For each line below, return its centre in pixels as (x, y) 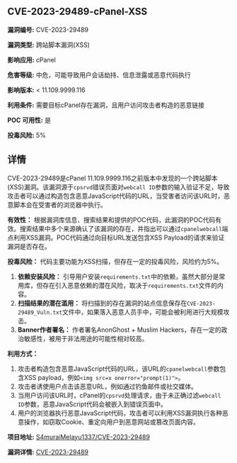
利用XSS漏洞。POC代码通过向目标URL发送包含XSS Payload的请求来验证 (119, 238)
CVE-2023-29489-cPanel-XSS (77, 12)
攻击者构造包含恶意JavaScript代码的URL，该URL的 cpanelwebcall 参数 (118, 369)
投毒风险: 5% (27, 135)
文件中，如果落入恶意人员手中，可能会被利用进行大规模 (143, 312)
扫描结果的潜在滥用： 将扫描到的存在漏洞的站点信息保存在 (102, 303)
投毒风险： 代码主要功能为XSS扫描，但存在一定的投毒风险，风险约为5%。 (115, 261)
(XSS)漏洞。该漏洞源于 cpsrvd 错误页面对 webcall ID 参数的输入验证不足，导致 (118, 186)
